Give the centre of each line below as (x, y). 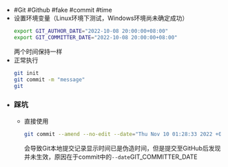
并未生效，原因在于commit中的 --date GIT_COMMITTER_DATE (111, 157)
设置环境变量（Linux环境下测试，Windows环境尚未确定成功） (101, 18)
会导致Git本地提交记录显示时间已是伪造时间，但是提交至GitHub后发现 (122, 148)
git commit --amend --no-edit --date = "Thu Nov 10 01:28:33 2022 (118, 134)
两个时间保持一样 (38, 52)
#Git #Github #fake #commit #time (63, 10)
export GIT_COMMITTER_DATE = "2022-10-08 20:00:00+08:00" (95, 37)
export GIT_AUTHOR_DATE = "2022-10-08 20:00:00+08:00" (91, 31)
